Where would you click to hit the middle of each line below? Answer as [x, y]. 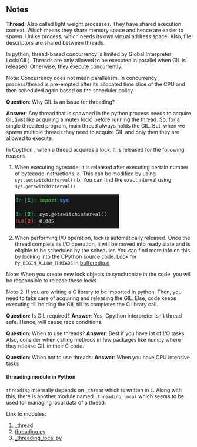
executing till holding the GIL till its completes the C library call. [82, 304]
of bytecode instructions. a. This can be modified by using [85, 174]
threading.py [30, 432]
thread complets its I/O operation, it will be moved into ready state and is [103, 244]
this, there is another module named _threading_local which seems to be [95, 396]
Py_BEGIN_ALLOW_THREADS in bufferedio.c [62, 263]
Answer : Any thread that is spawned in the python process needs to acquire [98, 113]
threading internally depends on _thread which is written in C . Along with [94, 390]
